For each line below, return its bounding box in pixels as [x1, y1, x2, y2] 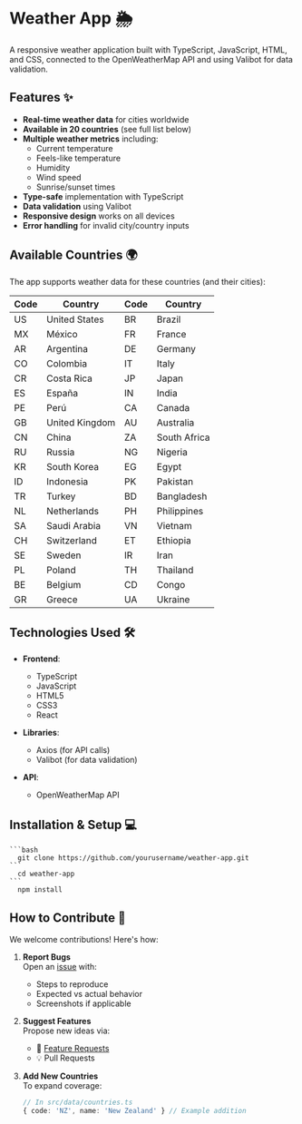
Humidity [35, 161, 71, 173]
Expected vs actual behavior [35, 989, 143, 999]
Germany [156, 342, 197, 355]
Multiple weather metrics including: [22, 133, 159, 144]
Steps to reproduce [35, 979, 109, 990]
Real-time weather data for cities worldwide [22, 113, 190, 124]
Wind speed [35, 171, 82, 182]
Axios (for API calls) [35, 745, 111, 756]
